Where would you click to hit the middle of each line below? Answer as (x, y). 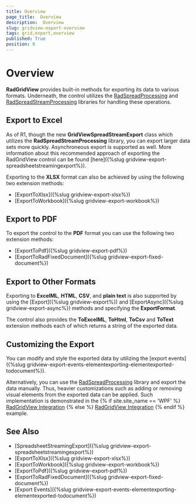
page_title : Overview (34, 17)
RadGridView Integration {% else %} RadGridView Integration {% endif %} (96, 407)
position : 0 (20, 45)
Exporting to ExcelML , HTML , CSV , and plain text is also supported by (91, 296)
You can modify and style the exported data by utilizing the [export (87, 359)
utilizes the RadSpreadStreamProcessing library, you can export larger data (98, 141)
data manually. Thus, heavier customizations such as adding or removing (94, 389)
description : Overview (35, 22)
